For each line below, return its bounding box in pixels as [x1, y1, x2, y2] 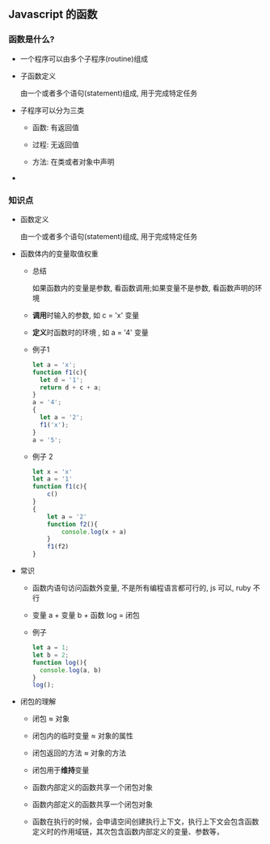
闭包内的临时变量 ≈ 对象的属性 [32, 731, 133, 741]
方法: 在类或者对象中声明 [32, 157, 115, 166]
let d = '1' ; [39, 376, 83, 384]
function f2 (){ [47, 520, 99, 528]
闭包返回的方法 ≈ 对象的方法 [32, 748, 127, 758]
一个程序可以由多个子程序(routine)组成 [19, 53, 149, 63]
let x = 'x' [32, 468, 73, 476]
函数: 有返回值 [32, 122, 79, 132]
